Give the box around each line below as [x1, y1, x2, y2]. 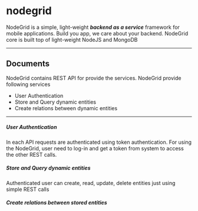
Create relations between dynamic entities [14, 104, 118, 111]
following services [6, 81, 51, 88]
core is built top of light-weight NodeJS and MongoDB [6, 36, 138, 43]
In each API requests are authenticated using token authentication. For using [6, 139, 192, 146]
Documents [6, 59, 50, 69]
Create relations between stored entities [6, 199, 107, 206]
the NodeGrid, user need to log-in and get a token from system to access [6, 144, 184, 151]
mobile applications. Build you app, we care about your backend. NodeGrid [6, 29, 189, 37]
